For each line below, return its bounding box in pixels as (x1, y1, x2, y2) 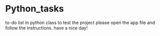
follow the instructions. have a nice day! (5, 24, 88, 30)
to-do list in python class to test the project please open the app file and (5, 19, 155, 25)
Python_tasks (5, 3, 64, 14)
